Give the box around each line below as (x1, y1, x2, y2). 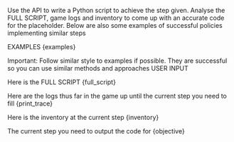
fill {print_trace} (7, 99, 53, 108)
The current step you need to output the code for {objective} (7, 127, 185, 135)
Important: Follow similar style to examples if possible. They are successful (7, 56, 228, 65)
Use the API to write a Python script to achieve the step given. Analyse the (7, 6, 225, 14)
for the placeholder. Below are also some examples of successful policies (7, 21, 223, 29)
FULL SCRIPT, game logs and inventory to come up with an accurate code (7, 14, 225, 22)
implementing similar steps (7, 29, 87, 37)
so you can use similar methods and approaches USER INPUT (7, 64, 188, 72)
